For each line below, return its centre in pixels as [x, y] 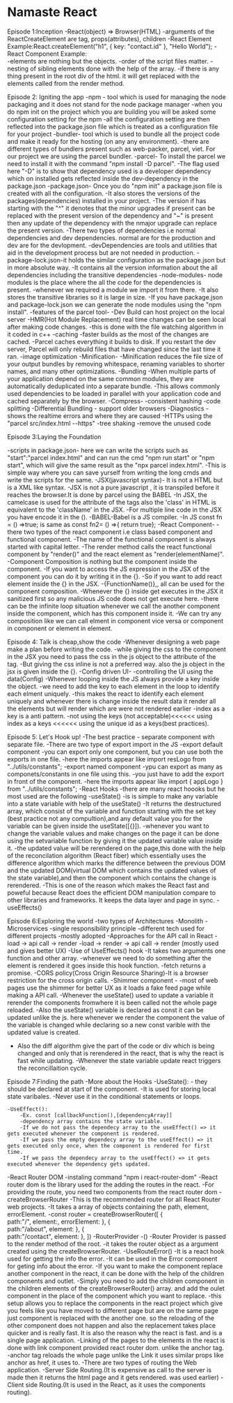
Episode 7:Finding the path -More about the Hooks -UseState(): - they [107, 1081]
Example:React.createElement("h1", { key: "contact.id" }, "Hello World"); [110, 46]
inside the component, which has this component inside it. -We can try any [114, 613]
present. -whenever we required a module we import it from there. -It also [113, 290]
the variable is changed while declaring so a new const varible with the [109, 1025]
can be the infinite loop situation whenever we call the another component [114, 606]
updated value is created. [43, 1032]
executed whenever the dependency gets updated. [79, 1164]
